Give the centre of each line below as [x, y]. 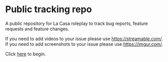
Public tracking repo [49, 9]
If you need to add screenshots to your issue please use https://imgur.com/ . [84, 44]
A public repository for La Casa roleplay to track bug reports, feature [77, 23]
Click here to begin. [26, 54]
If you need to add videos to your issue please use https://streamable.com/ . [84, 39]
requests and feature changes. [37, 28]
